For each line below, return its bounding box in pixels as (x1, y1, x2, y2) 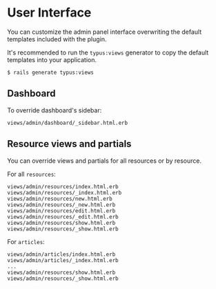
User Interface (7, 5, 92, 21)
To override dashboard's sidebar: (7, 106, 102, 114)
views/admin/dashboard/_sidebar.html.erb (7, 119, 128, 126)
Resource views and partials (7, 138, 132, 150)
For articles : (7, 237, 45, 246)
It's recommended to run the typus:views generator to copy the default (7, 48, 209, 57)
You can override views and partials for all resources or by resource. (7, 157, 202, 165)
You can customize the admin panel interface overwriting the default (7, 28, 202, 36)
